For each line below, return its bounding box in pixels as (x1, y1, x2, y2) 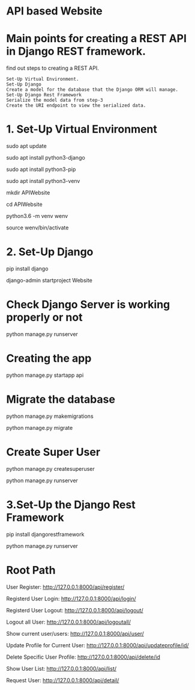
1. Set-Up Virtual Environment (6, 122, 158, 136)
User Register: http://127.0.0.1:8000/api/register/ (6, 583, 125, 591)
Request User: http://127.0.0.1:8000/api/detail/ (6, 676, 119, 684)
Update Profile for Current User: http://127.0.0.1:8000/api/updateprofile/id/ (6, 641, 189, 648)
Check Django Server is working (6, 298, 170, 311)
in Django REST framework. (6, 45, 146, 58)
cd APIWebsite (6, 200, 43, 208)
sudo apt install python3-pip (6, 166, 76, 173)
